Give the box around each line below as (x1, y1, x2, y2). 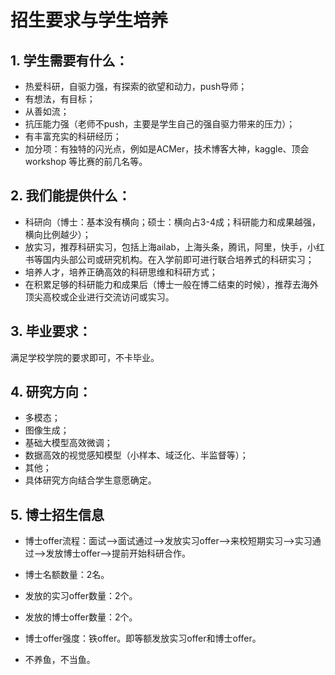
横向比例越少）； (24, 228, 92, 240)
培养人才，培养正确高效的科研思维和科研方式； (24, 266, 218, 278)
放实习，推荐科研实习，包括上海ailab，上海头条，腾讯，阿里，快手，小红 (24, 241, 325, 253)
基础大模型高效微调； (24, 437, 113, 449)
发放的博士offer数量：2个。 (24, 611, 138, 623)
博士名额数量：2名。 (24, 569, 110, 581)
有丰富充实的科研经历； (24, 131, 122, 142)
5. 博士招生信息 (10, 506, 105, 523)
